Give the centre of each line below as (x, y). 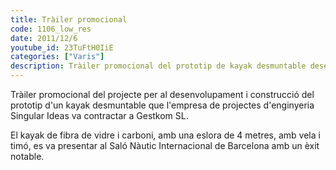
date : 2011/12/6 (44, 38)
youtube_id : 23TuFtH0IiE (62, 47)
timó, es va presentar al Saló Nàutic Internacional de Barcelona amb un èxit (165, 145)
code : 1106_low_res (51, 29)
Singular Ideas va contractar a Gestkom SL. (99, 115)
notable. (27, 156)
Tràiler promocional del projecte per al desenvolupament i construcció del (162, 94)
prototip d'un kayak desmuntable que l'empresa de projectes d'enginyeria (162, 105)
